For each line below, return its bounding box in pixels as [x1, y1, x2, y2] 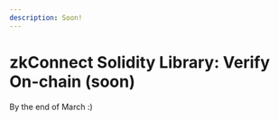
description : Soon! [9, 13, 83, 23]
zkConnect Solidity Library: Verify [9, 51, 271, 72]
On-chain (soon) [9, 71, 135, 91]
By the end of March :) [9, 101, 93, 112]
